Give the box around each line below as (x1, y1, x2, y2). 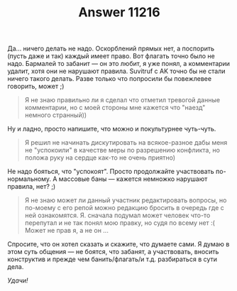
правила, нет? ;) (7, 182, 56, 191)
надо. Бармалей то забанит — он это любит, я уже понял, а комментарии (7, 60, 231, 68)
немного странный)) (24, 111, 87, 119)
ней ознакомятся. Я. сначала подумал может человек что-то (24, 211, 211, 220)
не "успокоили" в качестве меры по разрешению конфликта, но (24, 146, 220, 155)
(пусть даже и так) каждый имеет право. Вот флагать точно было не (7, 52, 215, 60)
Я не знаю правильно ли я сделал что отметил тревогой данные (24, 96, 221, 104)
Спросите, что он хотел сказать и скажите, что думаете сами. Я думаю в (7, 240, 230, 248)
